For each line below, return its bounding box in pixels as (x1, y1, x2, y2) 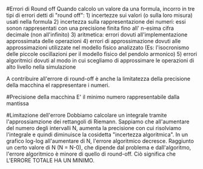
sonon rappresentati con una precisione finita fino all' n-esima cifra (6, 24, 175, 32)
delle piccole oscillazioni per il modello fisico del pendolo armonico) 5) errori (6, 50, 198, 57)
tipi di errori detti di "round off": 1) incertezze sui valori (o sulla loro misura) (6, 12, 193, 19)
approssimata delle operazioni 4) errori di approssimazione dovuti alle (6, 38, 181, 44)
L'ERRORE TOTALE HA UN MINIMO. (6, 157, 95, 164)
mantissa (6, 100, 29, 107)
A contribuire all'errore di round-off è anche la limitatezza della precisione (6, 75, 191, 82)
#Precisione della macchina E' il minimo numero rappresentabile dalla (6, 94, 180, 100)
